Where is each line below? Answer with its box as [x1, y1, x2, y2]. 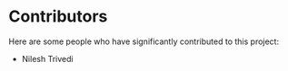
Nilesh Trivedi [21, 53, 74, 64]
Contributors [8, 6, 108, 27]
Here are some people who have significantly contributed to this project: [8, 36, 279, 47]
